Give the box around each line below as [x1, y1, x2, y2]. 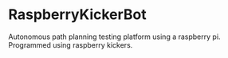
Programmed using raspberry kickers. [8, 40, 133, 49]
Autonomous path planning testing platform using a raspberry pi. [8, 32, 221, 41]
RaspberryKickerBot [8, 6, 147, 24]
